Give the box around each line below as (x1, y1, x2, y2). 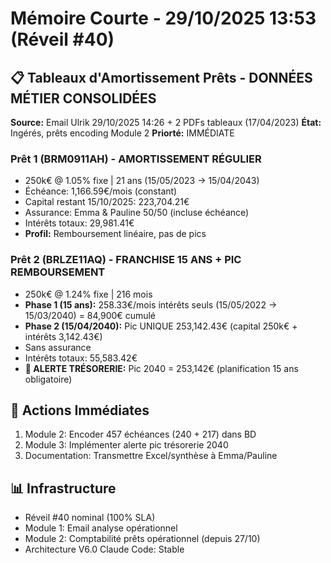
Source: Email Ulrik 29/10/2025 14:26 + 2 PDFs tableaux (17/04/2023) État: (10, 117, 322, 128)
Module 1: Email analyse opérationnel (24, 522, 178, 534)
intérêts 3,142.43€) (24, 330, 103, 342)
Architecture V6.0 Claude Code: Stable (24, 543, 185, 556)
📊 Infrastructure (10, 480, 117, 497)
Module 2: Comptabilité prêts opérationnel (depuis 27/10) (24, 533, 261, 545)
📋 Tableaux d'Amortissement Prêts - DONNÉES (10, 69, 313, 86)
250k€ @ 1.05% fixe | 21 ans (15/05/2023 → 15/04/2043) (24, 175, 260, 187)
